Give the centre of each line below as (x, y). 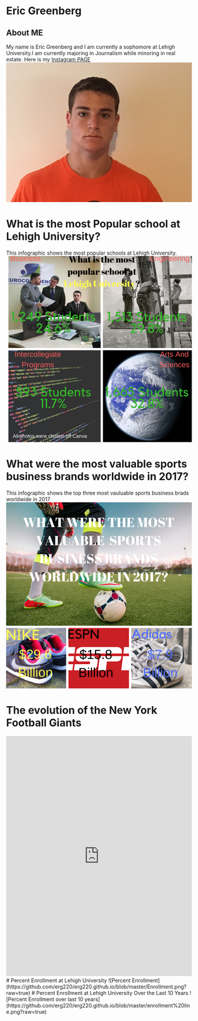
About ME (24, 33)
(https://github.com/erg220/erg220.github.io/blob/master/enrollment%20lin (98, 1005)
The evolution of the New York (82, 711)
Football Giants (44, 723)
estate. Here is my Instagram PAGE (48, 59)
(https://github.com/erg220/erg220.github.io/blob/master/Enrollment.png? (96, 986)
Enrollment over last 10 (56, 999)
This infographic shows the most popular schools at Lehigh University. (92, 253)
